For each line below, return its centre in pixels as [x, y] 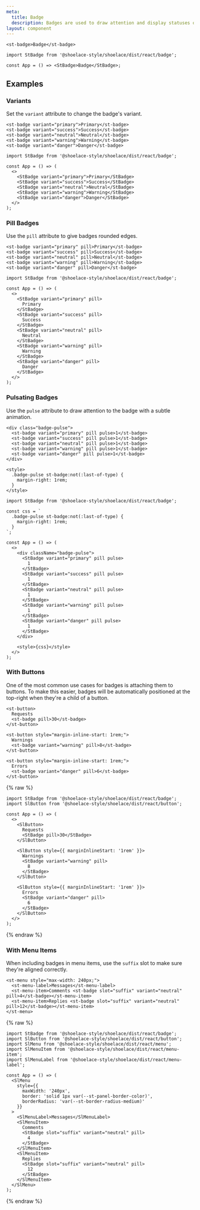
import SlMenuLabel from [37, 1060]
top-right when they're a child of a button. [57, 697]
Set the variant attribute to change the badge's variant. [74, 113]
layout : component [29, 28]
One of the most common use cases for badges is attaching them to [90, 685]
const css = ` [24, 511]
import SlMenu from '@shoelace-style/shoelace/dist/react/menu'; [89, 1044]
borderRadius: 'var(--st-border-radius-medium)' [83, 1102]
